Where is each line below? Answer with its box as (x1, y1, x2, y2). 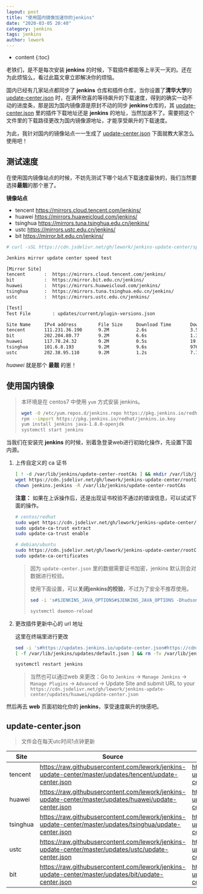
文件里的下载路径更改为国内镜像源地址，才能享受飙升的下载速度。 (6, 117, 170, 124)
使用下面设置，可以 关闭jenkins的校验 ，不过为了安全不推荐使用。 (30, 585, 192, 592)
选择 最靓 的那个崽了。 (6, 181, 59, 188)
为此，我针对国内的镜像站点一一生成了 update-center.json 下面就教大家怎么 (6, 130, 195, 137)
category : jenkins (6, 25, 53, 32)
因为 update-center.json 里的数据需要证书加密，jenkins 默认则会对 (30, 565, 196, 572)
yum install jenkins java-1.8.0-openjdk (21, 422, 124, 428)
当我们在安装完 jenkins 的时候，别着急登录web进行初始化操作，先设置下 (6, 439, 187, 446)
